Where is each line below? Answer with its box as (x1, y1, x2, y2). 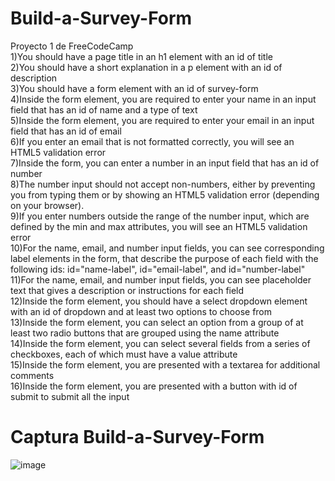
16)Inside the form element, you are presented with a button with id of (10, 380, 298, 392)
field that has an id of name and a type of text (10, 103, 198, 116)
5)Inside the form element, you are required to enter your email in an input (10, 114, 315, 126)
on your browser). (10, 199, 85, 211)
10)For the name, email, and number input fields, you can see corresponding (10, 242, 325, 254)
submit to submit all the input (10, 390, 130, 402)
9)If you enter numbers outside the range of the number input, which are (10, 210, 310, 222)
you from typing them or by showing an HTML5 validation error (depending (10, 188, 320, 201)
